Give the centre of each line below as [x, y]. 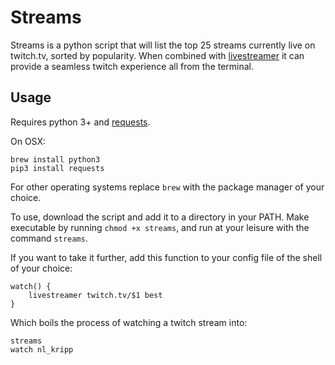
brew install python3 [55, 159]
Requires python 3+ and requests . [80, 122]
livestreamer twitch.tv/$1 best [95, 295]
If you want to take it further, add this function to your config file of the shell [166, 257]
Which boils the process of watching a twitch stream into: [129, 322]
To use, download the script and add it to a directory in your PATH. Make [160, 217]
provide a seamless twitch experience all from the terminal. [132, 66]
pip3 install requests [57, 168]
